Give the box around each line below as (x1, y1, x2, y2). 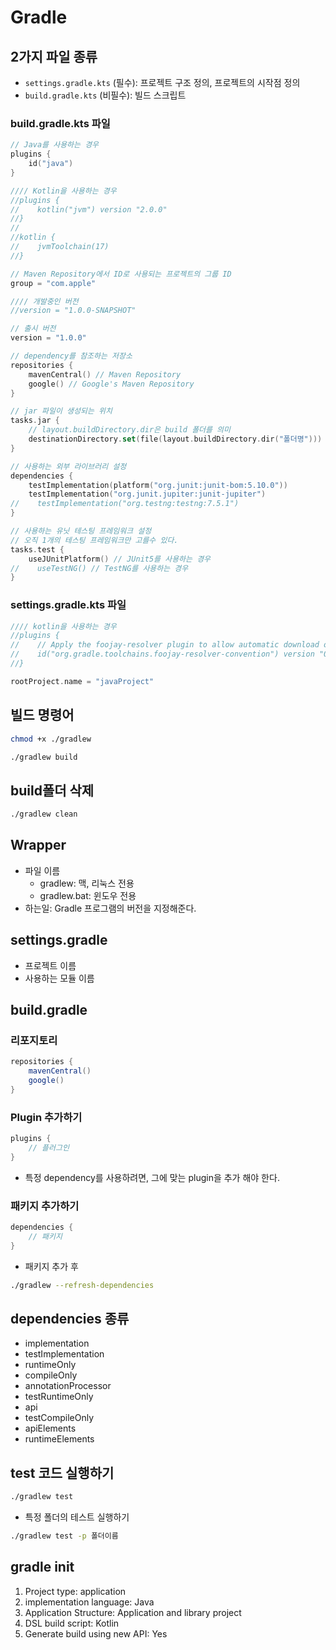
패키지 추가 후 (24, 1260, 79, 1272)
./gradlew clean (10, 809, 78, 820)
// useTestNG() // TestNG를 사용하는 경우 (10, 563, 189, 573)
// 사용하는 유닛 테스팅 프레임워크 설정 (10, 526, 152, 536)
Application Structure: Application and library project (24, 1606, 242, 1618)
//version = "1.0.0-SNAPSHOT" (10, 306, 137, 316)
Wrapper (10, 837, 67, 854)
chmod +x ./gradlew (10, 734, 92, 744)
